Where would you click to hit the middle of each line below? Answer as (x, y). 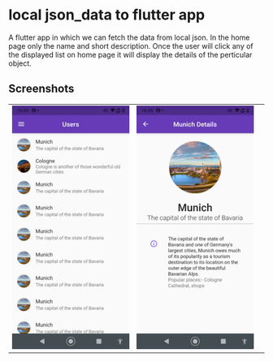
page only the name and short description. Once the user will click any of (131, 45)
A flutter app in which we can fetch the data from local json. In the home (129, 37)
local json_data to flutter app (107, 15)
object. (20, 63)
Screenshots (41, 89)
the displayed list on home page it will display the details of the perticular (130, 54)
